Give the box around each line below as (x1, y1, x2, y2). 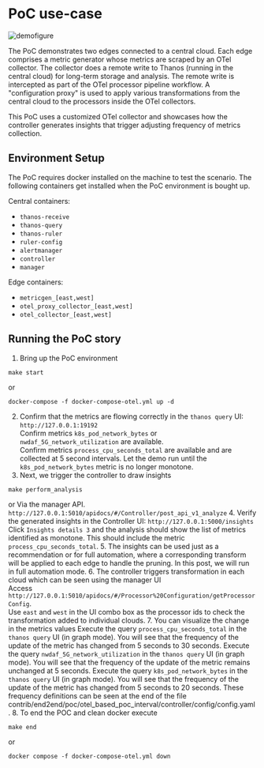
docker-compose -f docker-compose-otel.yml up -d (8, 397, 175, 405)
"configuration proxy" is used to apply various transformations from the (8, 88, 240, 97)
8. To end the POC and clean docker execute (11, 708, 158, 717)
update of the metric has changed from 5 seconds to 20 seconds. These (8, 683, 244, 692)
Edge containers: (8, 277, 64, 287)
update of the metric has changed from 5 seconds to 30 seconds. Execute (8, 641, 250, 650)
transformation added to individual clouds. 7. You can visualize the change (8, 616, 250, 625)
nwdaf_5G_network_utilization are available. (19, 436, 164, 446)
